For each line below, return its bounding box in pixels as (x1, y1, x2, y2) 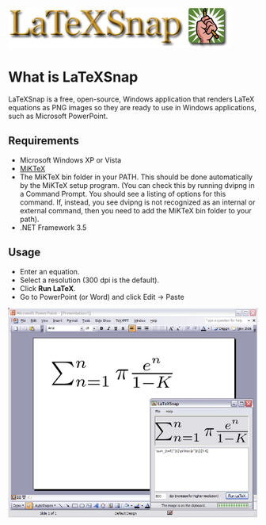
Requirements (8, 134, 79, 148)
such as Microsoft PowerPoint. (8, 111, 108, 121)
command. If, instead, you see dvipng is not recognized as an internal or (19, 197, 256, 207)
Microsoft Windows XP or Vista (19, 155, 122, 165)
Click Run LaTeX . (19, 283, 77, 293)
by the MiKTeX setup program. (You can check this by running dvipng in (19, 180, 255, 190)
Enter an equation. (19, 266, 80, 276)
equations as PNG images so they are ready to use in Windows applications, (8, 102, 257, 112)
